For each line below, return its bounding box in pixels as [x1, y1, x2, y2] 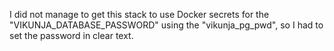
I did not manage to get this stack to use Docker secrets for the [9, 9, 270, 20]
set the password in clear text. [9, 30, 134, 41]
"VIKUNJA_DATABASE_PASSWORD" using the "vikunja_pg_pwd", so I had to [9, 19, 324, 31]
